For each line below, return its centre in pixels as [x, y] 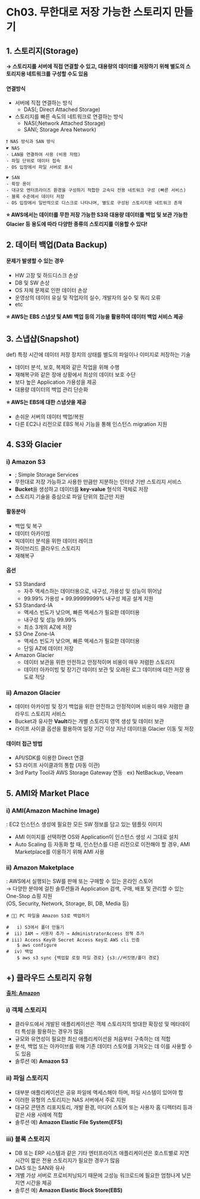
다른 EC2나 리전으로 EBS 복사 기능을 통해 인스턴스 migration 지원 [91, 424]
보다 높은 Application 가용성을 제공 [56, 382]
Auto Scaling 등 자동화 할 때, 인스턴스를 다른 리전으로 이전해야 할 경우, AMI [102, 844]
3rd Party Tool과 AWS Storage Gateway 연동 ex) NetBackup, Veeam [99, 773]
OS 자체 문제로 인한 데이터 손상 [51, 290]
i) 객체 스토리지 [26, 1010]
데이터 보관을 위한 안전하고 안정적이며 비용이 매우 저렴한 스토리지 [99, 662]
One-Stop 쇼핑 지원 [29, 896]
